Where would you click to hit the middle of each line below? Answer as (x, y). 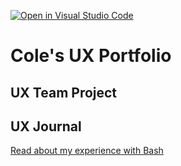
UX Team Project (64, 92)
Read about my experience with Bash (87, 151)
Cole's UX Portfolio (91, 56)
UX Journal (46, 126)
